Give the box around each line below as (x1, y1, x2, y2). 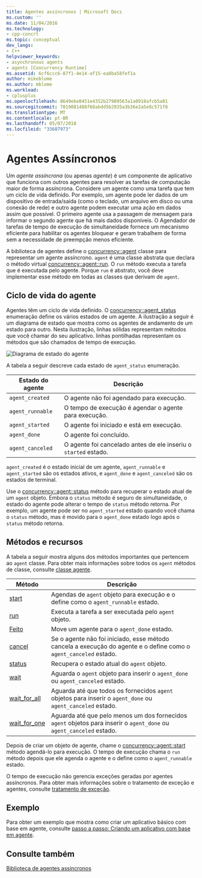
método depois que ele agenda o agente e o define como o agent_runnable (6, 754, 192, 761)
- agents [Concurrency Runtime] (6, 64, 87, 71)
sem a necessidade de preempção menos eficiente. (6, 236, 135, 243)
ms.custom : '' (6, 14, 42, 20)
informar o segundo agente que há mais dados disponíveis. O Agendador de (6, 216, 195, 224)
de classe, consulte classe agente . (6, 566, 92, 573)
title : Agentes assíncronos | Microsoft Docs (6, 8, 122, 15)
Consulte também (6, 849, 75, 859)
